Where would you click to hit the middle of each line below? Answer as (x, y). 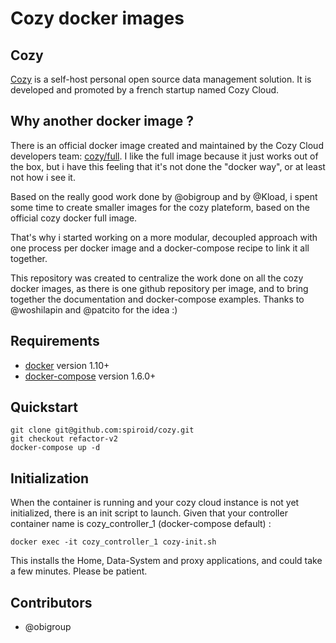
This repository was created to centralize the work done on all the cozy (157, 278)
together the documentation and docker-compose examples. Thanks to (157, 299)
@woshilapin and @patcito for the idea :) (94, 309)
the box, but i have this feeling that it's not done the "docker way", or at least (168, 166)
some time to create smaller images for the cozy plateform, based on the (160, 207)
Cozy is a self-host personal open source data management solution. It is (161, 79)
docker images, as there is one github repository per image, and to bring (159, 288)
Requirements (55, 341)
